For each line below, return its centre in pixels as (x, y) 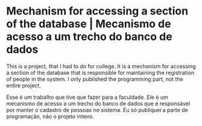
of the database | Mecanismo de (89, 24)
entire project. (24, 85)
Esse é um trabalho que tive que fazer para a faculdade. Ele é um (87, 97)
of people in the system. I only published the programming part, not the (95, 79)
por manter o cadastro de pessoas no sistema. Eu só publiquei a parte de (97, 110)
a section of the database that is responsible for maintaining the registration (100, 72)
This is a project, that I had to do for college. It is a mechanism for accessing (101, 66)
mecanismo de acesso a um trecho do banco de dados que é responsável (98, 103)
